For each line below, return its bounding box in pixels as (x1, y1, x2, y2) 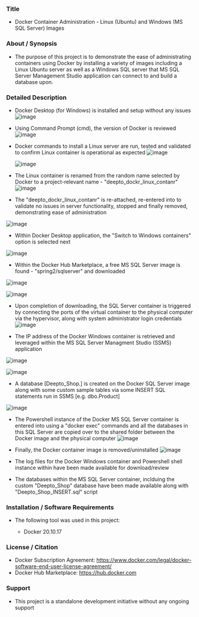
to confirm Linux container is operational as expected (14, 148, 146, 156)
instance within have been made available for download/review (14, 464, 169, 471)
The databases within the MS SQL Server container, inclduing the (14, 475, 175, 482)
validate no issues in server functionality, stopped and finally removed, (14, 202, 188, 210)
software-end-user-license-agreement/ (14, 563, 112, 570)
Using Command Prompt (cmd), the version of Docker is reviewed (14, 124, 176, 132)
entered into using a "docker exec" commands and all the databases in (14, 422, 188, 429)
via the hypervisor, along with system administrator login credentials (14, 314, 182, 322)
